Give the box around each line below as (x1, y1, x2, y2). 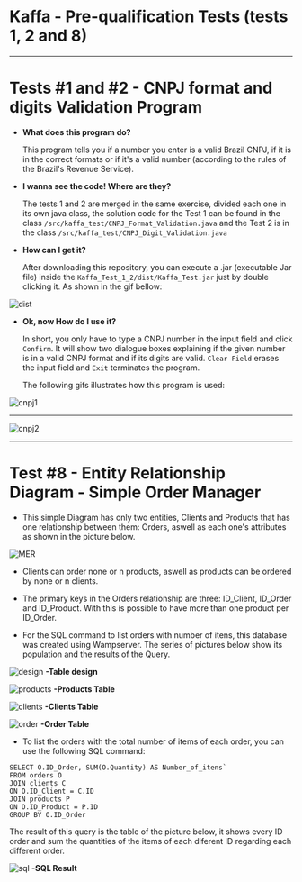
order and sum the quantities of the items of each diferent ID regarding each (9, 835, 292, 846)
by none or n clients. (22, 575, 99, 586)
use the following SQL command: (22, 745, 146, 756)
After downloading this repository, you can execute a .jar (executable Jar (22, 261, 292, 272)
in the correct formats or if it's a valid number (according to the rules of (22, 153, 287, 164)
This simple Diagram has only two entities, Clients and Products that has (22, 512, 290, 523)
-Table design (45, 666, 98, 677)
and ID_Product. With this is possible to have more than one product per (22, 602, 289, 614)
